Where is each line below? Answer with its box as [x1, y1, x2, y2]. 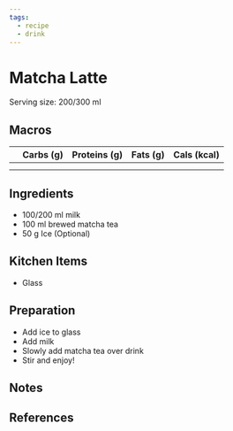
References [9, 411, 74, 426]
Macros [9, 122, 52, 137]
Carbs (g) [22, 149, 64, 161]
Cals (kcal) [173, 149, 220, 161]
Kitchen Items [9, 254, 88, 269]
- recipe [17, 21, 49, 30]
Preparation [9, 303, 76, 319]
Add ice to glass [21, 327, 81, 337]
